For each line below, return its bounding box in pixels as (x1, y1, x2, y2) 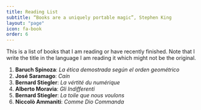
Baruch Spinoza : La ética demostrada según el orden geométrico (15, 66, 180, 73)
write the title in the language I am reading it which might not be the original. (6, 54, 196, 62)
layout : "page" (6, 20, 45, 26)
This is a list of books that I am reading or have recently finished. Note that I (6, 48, 195, 55)
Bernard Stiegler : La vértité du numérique (15, 79, 120, 86)
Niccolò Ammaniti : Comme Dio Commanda (15, 98, 124, 106)
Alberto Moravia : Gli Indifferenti (15, 85, 95, 92)
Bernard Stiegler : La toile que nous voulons (15, 92, 125, 99)
